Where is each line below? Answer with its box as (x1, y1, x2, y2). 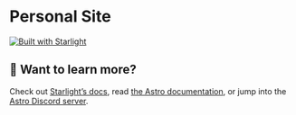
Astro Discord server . (9, 95, 89, 106)
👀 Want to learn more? (9, 62, 138, 77)
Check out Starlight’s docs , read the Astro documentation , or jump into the (9, 85, 287, 96)
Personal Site (9, 6, 111, 27)
